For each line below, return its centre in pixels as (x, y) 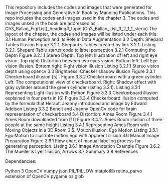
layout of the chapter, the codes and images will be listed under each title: (81, 34)
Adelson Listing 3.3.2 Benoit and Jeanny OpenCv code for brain (71, 109)
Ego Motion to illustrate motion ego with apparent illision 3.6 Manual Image (82, 135)
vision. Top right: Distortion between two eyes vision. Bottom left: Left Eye (81, 61)
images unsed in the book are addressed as (50, 23)
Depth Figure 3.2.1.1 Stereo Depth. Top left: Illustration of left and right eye (81, 55)
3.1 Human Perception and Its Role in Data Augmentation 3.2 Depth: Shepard (84, 39)
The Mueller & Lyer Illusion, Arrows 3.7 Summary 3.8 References (72, 151)
